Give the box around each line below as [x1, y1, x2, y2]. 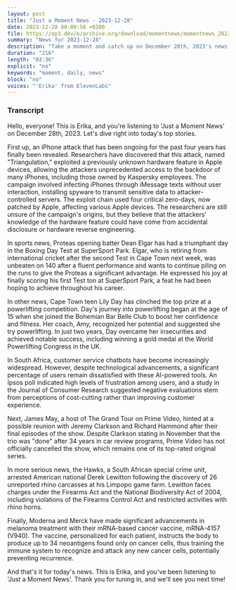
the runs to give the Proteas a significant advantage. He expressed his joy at [7, 268, 228, 277]
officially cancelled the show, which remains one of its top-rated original [7, 444, 216, 453]
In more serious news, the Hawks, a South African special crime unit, [7, 465, 207, 474]
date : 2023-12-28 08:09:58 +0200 [7, 23, 105, 30]
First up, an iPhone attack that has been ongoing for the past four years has [7, 142, 226, 151]
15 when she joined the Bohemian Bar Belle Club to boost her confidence [7, 312, 218, 320]
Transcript [7, 106, 44, 115]
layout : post [7, 10, 46, 18]
